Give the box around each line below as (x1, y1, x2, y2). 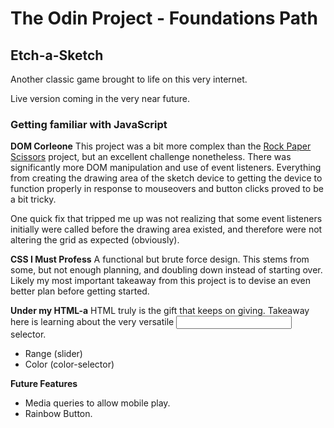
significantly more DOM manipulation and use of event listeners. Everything (10, 162, 322, 174)
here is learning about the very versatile (10, 316, 175, 328)
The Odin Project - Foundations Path (10, 7, 318, 30)
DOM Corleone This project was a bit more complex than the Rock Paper (10, 140, 312, 152)
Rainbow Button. (24, 408, 93, 420)
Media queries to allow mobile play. (24, 397, 171, 409)
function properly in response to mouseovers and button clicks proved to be (10, 183, 324, 195)
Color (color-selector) (24, 358, 115, 371)
